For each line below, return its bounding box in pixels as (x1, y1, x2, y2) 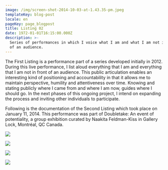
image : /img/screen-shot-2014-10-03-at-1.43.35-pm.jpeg (5, 7, 124, 13)
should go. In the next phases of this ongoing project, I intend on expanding (5, 90, 161, 96)
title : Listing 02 (5, 26, 43, 31)
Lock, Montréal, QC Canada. (5, 121, 63, 127)
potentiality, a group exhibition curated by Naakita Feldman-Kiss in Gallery (5, 116, 158, 122)
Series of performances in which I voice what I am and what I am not (9, 40, 160, 45)
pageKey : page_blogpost (5, 21, 55, 27)
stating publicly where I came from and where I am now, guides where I (5, 85, 152, 91)
